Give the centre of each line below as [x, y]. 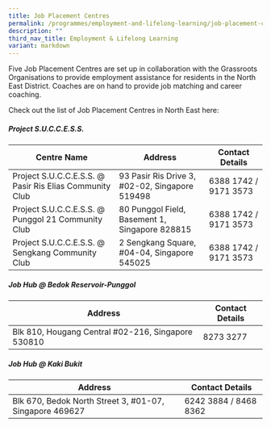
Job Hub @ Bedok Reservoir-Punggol [72, 284]
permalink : [27, 23]
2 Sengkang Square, [158, 243]
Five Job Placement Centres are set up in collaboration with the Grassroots [133, 69]
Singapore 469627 [49, 411]
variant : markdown [39, 46]
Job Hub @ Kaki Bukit [46, 363]
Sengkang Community [54, 253]
